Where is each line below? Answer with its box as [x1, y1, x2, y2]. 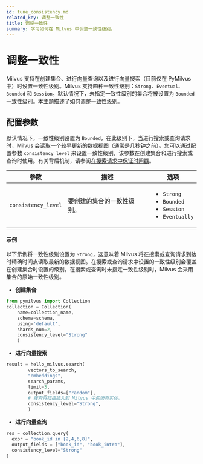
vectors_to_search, [28, 367, 77, 373]
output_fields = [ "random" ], [28, 389, 96, 396]
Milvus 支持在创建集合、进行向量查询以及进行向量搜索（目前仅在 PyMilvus [6, 75, 192, 82]
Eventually [163, 213, 194, 220]
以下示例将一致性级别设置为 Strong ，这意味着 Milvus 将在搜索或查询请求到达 [6, 251, 197, 258]
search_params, [28, 378, 66, 385]
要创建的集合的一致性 [68, 197, 129, 205]
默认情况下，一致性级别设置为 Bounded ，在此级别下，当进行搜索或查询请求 [6, 134, 192, 141]
